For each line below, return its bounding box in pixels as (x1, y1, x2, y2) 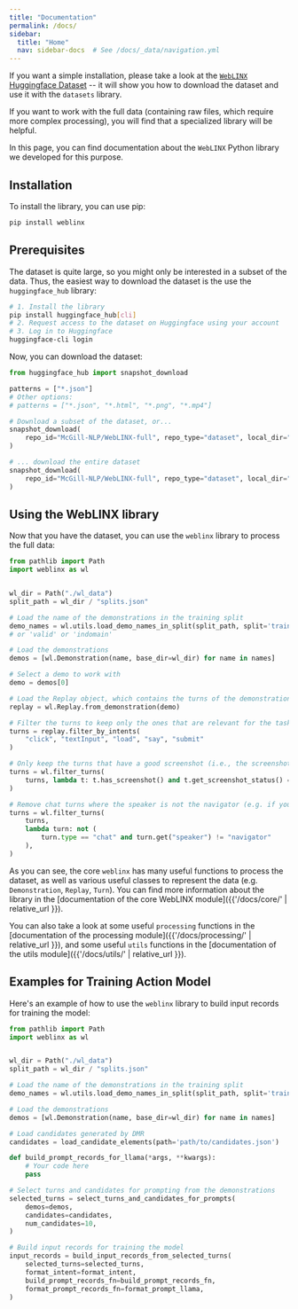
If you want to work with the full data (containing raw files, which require (9, 106, 274, 117)
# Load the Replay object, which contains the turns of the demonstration (9, 694, 292, 703)
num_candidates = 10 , (25, 1219, 98, 1228)
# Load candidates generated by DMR (9, 1129, 145, 1138)
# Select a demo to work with (9, 670, 122, 679)
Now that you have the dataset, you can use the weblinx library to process (9, 530, 280, 541)
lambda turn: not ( (25, 825, 98, 834)
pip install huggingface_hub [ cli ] (9, 310, 137, 319)
